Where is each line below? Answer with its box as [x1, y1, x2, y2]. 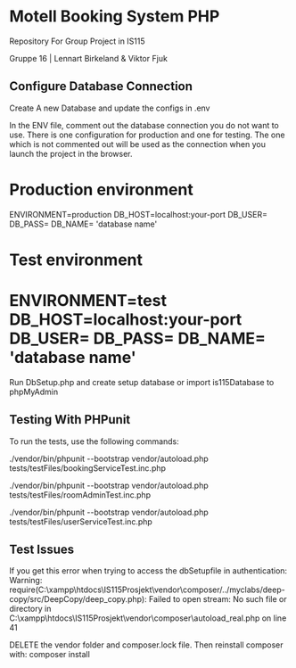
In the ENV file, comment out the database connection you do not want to [9, 120, 279, 130]
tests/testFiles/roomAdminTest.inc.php [9, 489, 152, 500]
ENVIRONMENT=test [9, 291, 168, 311]
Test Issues [9, 542, 75, 557]
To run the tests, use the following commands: [9, 435, 180, 447]
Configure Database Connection [9, 78, 193, 95]
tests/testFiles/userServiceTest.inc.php [9, 515, 153, 527]
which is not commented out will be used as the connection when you [9, 138, 266, 149]
